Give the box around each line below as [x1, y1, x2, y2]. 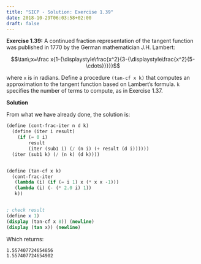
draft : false [6, 20, 40, 26]
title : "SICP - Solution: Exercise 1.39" [6, 9, 114, 15]
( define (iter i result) [12, 128, 75, 135]
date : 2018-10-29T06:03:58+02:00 [6, 15, 92, 21]
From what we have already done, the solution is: [6, 111, 131, 118]
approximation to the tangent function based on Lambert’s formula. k [6, 80, 180, 88]
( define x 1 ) [6, 212, 40, 219]
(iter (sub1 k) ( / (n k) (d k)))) [12, 151, 100, 157]
